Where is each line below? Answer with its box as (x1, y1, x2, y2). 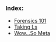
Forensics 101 (13, 17, 47, 24)
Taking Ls (13, 23, 37, 30)
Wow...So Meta (13, 30, 51, 37)
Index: (5, 4, 24, 12)
